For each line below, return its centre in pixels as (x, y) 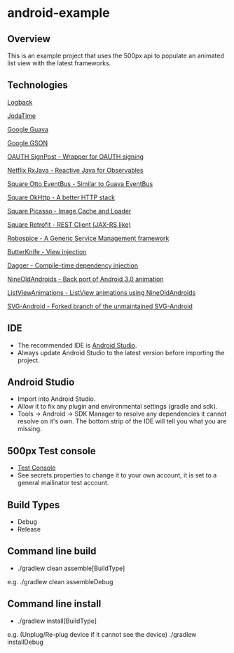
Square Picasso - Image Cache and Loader (69, 211)
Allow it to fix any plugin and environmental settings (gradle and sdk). (117, 407)
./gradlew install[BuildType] (57, 621)
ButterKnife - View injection (47, 251)
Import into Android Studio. (56, 399)
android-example (58, 13)
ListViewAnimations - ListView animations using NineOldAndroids (102, 292)
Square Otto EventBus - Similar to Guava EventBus (80, 183)
